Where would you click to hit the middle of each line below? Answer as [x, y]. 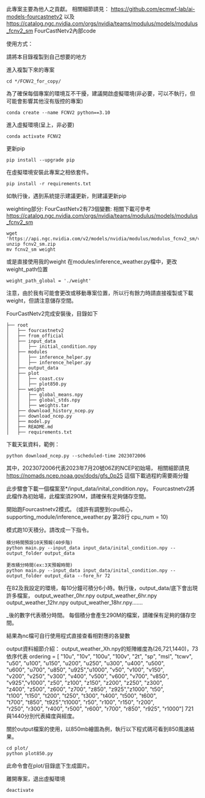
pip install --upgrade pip [41, 160]
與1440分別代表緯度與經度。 [42, 716]
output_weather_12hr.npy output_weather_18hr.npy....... [75, 602]
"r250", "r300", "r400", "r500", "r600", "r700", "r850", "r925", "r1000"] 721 [100, 709]
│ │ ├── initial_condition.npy [52, 347]
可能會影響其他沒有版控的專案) [45, 101]
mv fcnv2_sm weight [31, 249]
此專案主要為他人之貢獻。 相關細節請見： [58, 9]
